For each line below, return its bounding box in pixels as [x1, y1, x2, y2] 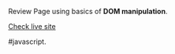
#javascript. [8, 37, 47, 46]
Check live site [8, 22, 57, 31]
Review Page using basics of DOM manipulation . [8, 7, 168, 16]
